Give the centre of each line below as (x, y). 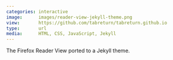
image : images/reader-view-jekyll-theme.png (69, 17)
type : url (26, 28)
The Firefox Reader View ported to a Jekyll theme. (68, 50)
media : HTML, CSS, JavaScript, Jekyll (61, 34)
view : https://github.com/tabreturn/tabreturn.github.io (87, 23)
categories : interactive (37, 12)
